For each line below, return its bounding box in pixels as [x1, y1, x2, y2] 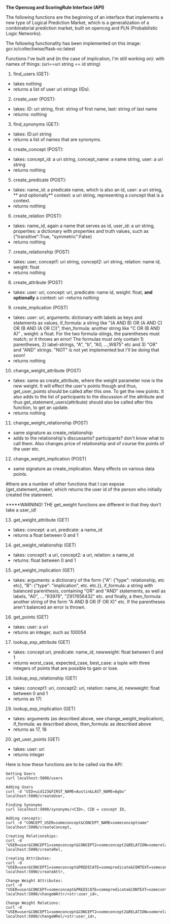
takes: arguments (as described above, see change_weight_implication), [13, 716, 164, 721]
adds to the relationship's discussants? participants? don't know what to [13, 435, 164, 441]
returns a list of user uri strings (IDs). [13, 86, 90, 92]
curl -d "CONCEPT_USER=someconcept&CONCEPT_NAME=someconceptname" [6, 820, 149, 825]
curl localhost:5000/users [6, 776, 63, 781]
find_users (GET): [13, 71, 50, 77]
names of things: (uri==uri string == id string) [6, 61, 101, 67]
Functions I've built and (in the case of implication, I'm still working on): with [6, 56, 164, 62]
